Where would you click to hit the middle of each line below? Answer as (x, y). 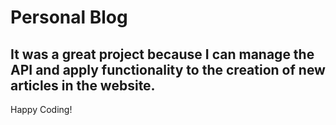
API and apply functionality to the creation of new (168, 69)
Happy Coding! (41, 109)
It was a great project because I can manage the (162, 54)
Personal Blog (69, 17)
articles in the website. (83, 85)
